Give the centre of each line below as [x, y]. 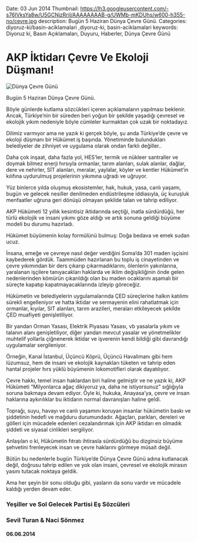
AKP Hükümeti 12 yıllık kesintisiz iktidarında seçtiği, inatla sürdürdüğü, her [95, 211]
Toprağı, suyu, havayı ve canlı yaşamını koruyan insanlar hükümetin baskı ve [98, 410]
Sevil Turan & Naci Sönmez [45, 520]
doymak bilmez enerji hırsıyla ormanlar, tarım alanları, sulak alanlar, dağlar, [96, 163]
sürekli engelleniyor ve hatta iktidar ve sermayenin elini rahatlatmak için [93, 302]
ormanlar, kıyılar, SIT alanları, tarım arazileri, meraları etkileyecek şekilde [93, 308]
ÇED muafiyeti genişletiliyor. [40, 315]
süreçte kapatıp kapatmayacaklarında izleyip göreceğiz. [74, 284]
